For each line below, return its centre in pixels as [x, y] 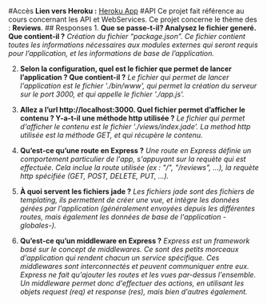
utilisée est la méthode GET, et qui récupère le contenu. [111, 135]
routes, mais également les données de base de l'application [120, 217]
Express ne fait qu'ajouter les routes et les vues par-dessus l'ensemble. [138, 274]
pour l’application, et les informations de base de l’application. [111, 53]
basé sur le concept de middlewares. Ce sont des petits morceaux [129, 249]
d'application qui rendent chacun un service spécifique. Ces [120, 258]
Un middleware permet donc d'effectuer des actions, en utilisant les [132, 283]
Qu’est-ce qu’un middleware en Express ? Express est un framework [135, 241]
